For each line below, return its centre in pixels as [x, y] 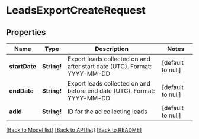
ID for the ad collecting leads [107, 112]
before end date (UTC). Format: [111, 91]
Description [112, 49]
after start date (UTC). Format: [110, 66]
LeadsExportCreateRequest [76, 10]
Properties [26, 32]
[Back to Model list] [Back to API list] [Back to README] [74, 130]
